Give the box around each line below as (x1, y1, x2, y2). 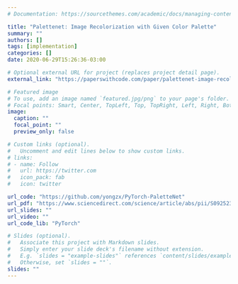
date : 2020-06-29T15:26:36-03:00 (7, 56, 106, 64)
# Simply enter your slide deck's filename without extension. (7, 246, 204, 253)
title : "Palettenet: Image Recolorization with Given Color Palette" (7, 23, 217, 31)
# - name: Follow (7, 160, 59, 168)
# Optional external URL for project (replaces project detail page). (7, 69, 220, 76)
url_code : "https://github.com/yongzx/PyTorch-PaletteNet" (7, 193, 186, 200)
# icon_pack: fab (7, 174, 65, 181)
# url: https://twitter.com (7, 168, 97, 175)
